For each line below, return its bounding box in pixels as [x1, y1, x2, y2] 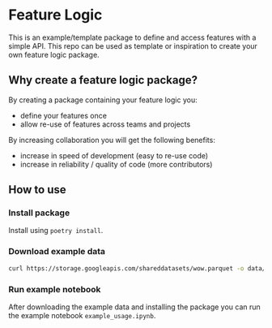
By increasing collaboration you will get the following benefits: [8, 135, 216, 145]
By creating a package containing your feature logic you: [8, 95, 198, 105]
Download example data [8, 246, 106, 257]
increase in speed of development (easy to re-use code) [19, 150, 209, 160]
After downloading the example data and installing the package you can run [8, 302, 261, 312]
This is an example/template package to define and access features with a [8, 32, 257, 42]
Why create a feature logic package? [8, 73, 198, 87]
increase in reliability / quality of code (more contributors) [19, 159, 213, 169]
